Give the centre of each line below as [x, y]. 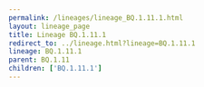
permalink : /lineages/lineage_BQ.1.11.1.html [96, 18]
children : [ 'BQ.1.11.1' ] [55, 69]
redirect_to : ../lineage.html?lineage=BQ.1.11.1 [102, 43]
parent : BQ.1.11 [39, 60]
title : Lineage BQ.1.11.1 [57, 34]
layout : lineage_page [49, 26]
